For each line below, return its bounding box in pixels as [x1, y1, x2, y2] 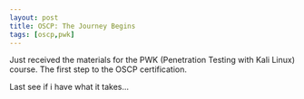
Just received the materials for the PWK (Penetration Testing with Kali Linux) [9, 55, 296, 66]
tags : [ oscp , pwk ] [9, 30, 75, 39]
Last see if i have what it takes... [9, 82, 130, 93]
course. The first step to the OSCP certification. [9, 64, 188, 75]
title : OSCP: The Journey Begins [9, 22, 136, 31]
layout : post [9, 13, 59, 22]
